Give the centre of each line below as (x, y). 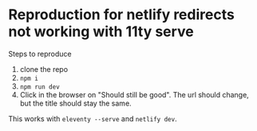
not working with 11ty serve (101, 32)
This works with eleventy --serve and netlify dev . (93, 118)
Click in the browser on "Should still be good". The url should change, (134, 94)
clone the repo (44, 69)
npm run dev (40, 87)
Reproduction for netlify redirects (122, 15)
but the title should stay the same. (75, 103)
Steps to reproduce (40, 54)
